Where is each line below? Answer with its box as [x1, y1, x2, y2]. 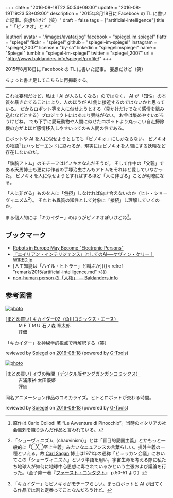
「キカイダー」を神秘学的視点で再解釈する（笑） [5, 340, 109, 346]
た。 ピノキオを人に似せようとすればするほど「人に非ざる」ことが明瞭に [5, 172, 160, 179]
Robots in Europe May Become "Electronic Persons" [12, 244, 124, 251]
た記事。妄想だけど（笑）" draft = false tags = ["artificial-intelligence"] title [5, 17, 165, 23]
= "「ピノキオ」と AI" [5, 23, 51, 29]
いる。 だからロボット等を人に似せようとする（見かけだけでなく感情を [5, 105, 155, 112]
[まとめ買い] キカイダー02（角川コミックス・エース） [5, 316, 119, 322]
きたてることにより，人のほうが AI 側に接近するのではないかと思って [19, 99, 165, 105]
